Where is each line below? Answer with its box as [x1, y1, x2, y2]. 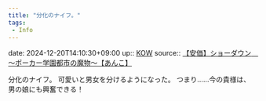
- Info [11, 26, 34, 34]
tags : [8, 19, 26, 27]
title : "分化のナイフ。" [8, 11, 81, 20]
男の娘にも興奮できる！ [8, 85, 84, 94]
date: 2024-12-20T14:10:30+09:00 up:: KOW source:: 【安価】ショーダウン [8, 49, 252, 58]
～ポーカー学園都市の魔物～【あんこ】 [8, 58, 132, 67]
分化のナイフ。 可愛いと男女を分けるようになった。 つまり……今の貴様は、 [8, 75, 251, 85]
